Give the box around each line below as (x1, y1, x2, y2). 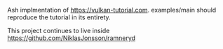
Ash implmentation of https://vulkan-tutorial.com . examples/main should (7, 6, 217, 14)
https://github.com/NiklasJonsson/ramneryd (7, 34, 135, 42)
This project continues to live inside (7, 27, 110, 35)
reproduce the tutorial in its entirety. (7, 13, 111, 21)
